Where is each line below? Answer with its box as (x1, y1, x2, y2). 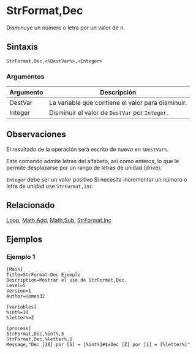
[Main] (6, 266, 23, 273)
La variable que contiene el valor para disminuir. (48, 99, 187, 107)
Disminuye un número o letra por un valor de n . (6, 24, 126, 31)
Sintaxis (6, 42, 39, 52)
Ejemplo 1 (6, 252, 36, 261)
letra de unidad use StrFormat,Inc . (6, 182, 94, 190)
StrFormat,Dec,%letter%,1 (6, 336, 72, 342)
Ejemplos (6, 234, 43, 245)
